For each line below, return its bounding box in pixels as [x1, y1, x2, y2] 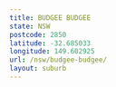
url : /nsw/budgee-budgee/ [9, 55, 107, 64]
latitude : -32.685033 [9, 38, 92, 48]
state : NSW [9, 22, 51, 31]
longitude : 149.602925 [9, 47, 95, 56]
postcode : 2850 [9, 30, 67, 39]
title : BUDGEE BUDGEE [9, 13, 92, 23]
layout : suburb [9, 64, 67, 73]
